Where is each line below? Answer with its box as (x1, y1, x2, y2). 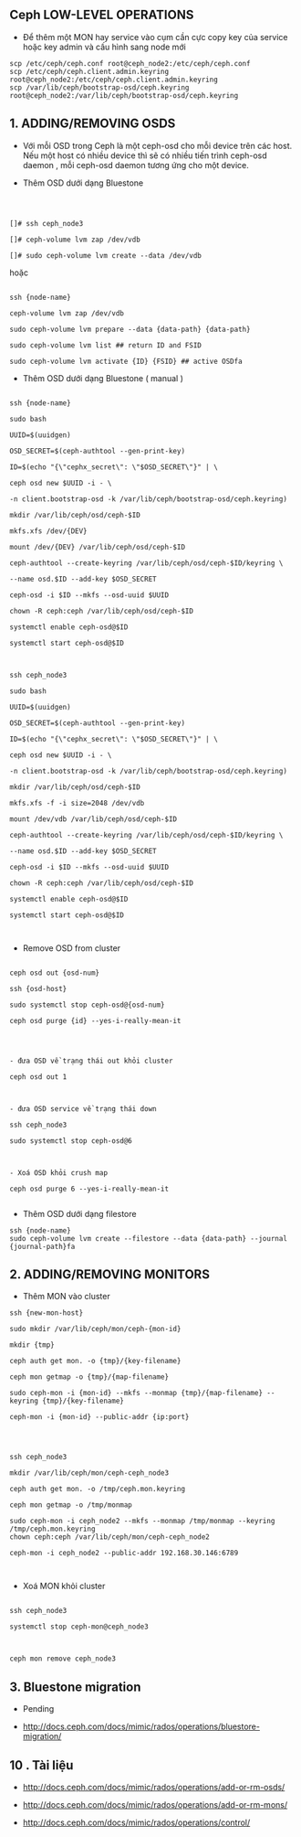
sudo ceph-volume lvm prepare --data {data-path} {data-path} (9, 325, 251, 334)
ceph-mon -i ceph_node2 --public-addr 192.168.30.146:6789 (9, 1549, 239, 1558)
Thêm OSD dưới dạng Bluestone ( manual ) (22, 372, 184, 383)
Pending (22, 1703, 55, 1714)
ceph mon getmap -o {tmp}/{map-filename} (9, 1372, 170, 1382)
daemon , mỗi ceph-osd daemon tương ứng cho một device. (22, 159, 249, 170)
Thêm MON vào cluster (22, 1291, 111, 1302)
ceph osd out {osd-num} (9, 968, 100, 977)
